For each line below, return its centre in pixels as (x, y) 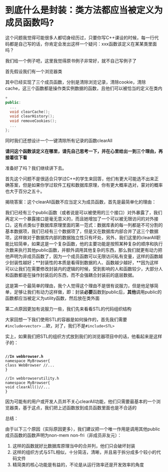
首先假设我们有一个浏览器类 (34, 71)
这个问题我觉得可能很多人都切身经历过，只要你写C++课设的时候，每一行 (80, 38)
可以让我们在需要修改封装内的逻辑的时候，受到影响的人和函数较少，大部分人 (84, 269)
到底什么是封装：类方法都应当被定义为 (84, 10)
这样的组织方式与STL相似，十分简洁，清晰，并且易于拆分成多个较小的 (84, 452)
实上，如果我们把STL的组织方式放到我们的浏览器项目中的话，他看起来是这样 (84, 336)
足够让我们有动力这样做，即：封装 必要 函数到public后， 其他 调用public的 (88, 292)
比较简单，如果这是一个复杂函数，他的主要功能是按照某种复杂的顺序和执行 (86, 244)
